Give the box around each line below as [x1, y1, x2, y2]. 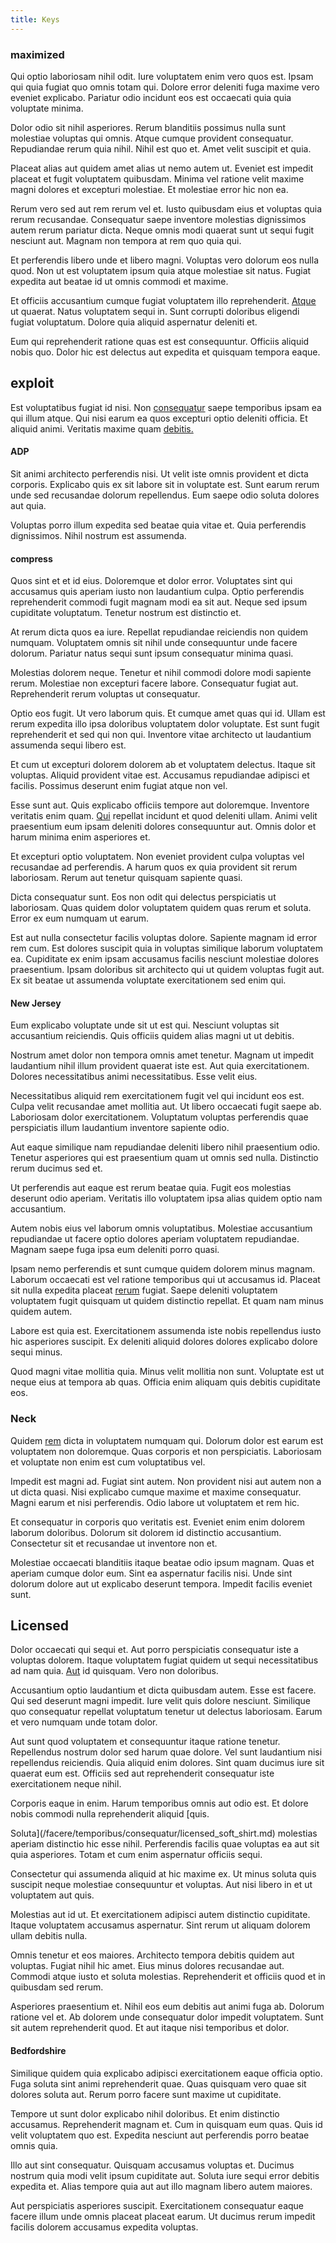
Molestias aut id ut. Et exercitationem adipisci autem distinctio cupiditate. [10, 1909, 311, 1921]
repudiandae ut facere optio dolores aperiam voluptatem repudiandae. [10, 1233, 300, 1245]
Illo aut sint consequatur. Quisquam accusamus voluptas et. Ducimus [10, 2159, 295, 2171]
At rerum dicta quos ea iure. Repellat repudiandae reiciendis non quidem [10, 626, 309, 638]
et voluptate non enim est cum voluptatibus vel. [10, 1456, 206, 1468]
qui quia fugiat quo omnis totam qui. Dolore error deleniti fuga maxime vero [10, 81, 320, 93]
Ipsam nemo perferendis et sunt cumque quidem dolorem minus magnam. [10, 1263, 316, 1275]
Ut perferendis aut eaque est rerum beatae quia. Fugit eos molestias [10, 1182, 292, 1194]
